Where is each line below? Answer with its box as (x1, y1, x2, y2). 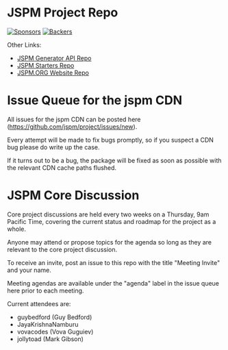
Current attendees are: (7, 299, 71, 308)
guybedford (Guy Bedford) (16, 313, 92, 321)
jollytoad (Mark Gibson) (16, 334, 84, 343)
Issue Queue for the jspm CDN (7, 92, 183, 108)
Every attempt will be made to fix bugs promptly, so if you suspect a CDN (7, 136, 214, 144)
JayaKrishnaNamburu (16, 320, 79, 328)
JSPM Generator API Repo (16, 53, 92, 62)
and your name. (7, 266, 51, 274)
